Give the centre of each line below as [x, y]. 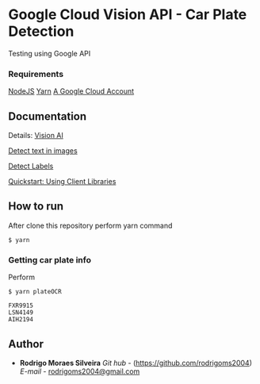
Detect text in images [43, 151]
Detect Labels [31, 166]
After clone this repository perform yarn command [90, 225]
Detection [41, 31]
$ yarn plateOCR [35, 292]
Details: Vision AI [36, 136]
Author [26, 344]
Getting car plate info [50, 259]
